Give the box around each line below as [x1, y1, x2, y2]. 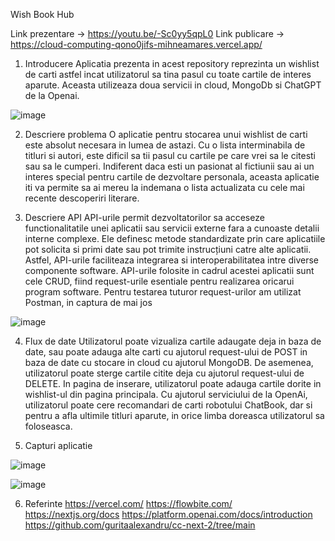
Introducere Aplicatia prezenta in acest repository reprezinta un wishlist [24, 58, 320, 69]
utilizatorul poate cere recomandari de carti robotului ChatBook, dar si [24, 399, 313, 411]
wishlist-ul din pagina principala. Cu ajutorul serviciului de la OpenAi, [24, 389, 308, 400]
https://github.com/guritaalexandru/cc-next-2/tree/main [24, 519, 256, 531]
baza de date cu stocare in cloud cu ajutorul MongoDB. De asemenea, [24, 357, 314, 368]
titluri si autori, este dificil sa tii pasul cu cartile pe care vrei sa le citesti [24, 150, 317, 161]
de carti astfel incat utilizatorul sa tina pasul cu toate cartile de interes [24, 69, 312, 80]
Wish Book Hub [10, 9, 75, 20]
